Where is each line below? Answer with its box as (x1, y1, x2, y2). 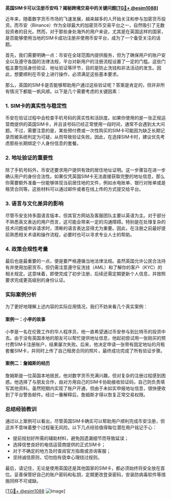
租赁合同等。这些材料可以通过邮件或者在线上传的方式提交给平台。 (5, 186, 144, 192)
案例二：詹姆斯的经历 (5, 360, 50, 366)
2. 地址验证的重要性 (5, 154, 53, 161)
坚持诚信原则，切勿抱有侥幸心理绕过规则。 (12, 454, 102, 460)
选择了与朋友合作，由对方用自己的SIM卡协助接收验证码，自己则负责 (18, 379, 161, 385)
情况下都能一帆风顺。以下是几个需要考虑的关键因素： (9, 89, 121, 94)
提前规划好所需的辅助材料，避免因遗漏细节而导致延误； (12, 435, 129, 441)
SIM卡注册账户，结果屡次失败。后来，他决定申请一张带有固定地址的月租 (14, 341, 165, 347)
